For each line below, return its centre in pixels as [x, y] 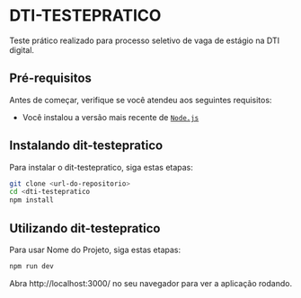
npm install [31, 200]
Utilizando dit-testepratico [85, 228]
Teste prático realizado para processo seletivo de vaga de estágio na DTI [145, 40]
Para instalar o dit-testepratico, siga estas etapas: [101, 167]
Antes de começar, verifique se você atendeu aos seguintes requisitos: [141, 100]
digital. [22, 49]
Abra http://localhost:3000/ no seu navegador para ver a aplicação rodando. [151, 283]
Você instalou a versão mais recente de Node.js [111, 117]
